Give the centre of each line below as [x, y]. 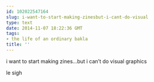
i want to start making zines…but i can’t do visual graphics [76, 61]
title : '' [18, 45]
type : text [19, 22]
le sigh [14, 73]
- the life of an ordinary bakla [47, 39]
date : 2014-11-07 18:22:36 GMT [44, 28]
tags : [13, 34]
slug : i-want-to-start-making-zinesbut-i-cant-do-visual [77, 17]
